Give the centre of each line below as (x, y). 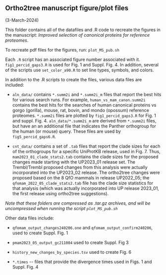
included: (15, 85)
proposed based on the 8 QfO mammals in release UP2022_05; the (81, 177)
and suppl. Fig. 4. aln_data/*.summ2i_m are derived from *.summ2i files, (84, 120)
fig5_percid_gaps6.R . (34, 136)
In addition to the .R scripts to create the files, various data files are (74, 79)
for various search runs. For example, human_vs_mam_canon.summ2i (79, 100)
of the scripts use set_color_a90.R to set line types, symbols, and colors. (80, 70)
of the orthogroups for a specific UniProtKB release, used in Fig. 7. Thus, (86, 151)
